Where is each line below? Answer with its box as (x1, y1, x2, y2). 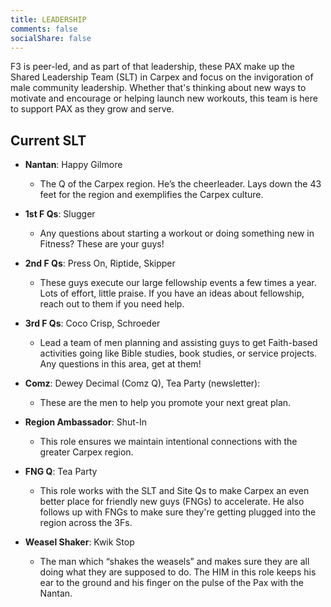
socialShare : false (10, 33, 92, 43)
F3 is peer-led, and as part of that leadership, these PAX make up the (10, 61, 295, 73)
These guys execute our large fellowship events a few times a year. (39, 277, 317, 289)
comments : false (10, 24, 78, 34)
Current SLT (10, 132, 87, 149)
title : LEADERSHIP (10, 14, 87, 25)
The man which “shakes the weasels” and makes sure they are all (39, 556, 310, 568)
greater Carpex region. (39, 446, 134, 458)
